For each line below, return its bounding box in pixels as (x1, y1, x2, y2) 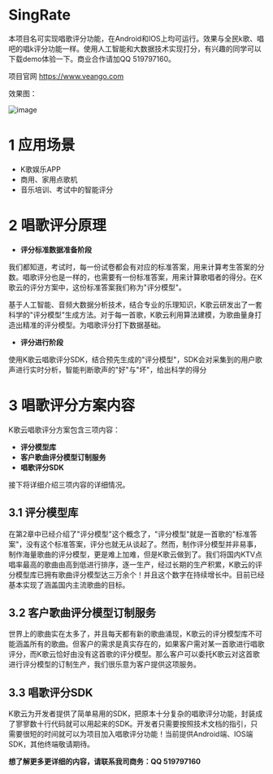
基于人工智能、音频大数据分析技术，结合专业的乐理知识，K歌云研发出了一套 (8, 300, 262, 309)
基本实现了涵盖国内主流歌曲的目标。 (8, 579, 130, 589)
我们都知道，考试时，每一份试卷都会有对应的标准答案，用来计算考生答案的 (8, 262, 258, 272)
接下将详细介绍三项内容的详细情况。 (8, 479, 130, 489)
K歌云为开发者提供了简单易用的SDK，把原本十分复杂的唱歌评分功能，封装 (8, 709, 256, 719)
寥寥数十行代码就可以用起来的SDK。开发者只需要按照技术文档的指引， (15, 719, 251, 729)
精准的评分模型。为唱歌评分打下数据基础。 (22, 320, 165, 330)
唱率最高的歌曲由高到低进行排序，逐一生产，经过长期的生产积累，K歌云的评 (8, 559, 262, 569)
